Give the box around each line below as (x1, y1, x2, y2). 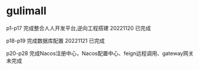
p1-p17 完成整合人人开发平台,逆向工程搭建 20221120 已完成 (6, 24, 151, 31)
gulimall (6, 4, 47, 18)
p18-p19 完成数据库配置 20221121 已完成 (6, 37, 105, 44)
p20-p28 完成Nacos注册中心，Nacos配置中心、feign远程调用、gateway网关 (6, 49, 194, 57)
